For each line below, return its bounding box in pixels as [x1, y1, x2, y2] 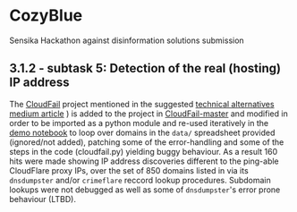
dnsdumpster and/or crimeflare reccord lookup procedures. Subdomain [9, 174, 271, 185]
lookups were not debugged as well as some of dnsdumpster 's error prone [9, 184, 281, 195]
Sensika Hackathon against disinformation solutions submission [9, 35, 244, 46]
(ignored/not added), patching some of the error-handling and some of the [9, 136, 284, 148]
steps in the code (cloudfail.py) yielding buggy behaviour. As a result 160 [9, 146, 278, 157]
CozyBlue [9, 5, 83, 26]
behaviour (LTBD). [9, 193, 76, 204]
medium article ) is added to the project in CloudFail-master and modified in [9, 108, 288, 119]
